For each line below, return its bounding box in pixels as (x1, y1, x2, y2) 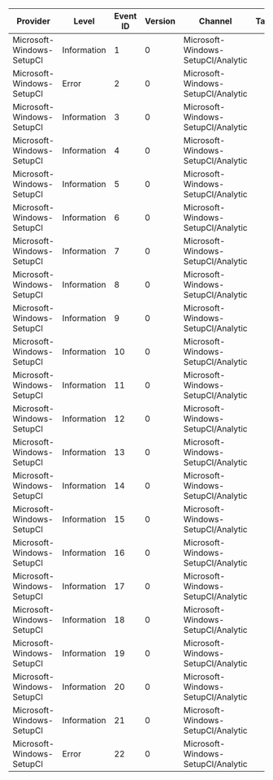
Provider (15, 15, 50, 27)
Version (145, 15, 176, 27)
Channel (198, 15, 232, 27)
